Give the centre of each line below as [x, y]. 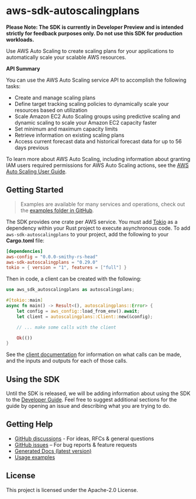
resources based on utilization [51, 110]
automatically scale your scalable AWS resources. [66, 57]
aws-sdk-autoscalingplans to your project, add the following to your [87, 234]
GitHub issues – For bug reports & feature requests [76, 444]
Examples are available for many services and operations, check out [103, 204]
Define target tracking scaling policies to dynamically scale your [92, 103]
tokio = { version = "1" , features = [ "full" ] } [66, 268]
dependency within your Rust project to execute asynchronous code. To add [98, 228]
